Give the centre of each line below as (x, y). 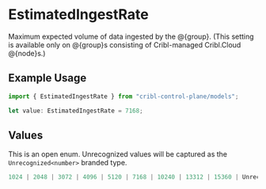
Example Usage (47, 78)
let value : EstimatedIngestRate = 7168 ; (76, 111)
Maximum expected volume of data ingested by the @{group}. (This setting (131, 36)
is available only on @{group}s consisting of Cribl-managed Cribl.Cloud (125, 44)
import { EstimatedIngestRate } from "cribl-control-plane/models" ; (123, 96)
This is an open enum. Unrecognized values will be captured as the (118, 154)
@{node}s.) (27, 53)
